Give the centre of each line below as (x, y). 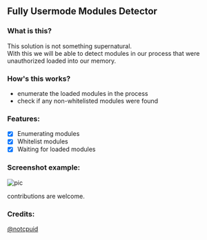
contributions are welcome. (46, 196)
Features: (23, 119)
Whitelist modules (42, 141)
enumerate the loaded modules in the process (82, 93)
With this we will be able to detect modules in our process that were (103, 53)
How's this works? (39, 79)
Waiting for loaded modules (56, 149)
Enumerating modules (48, 134)
